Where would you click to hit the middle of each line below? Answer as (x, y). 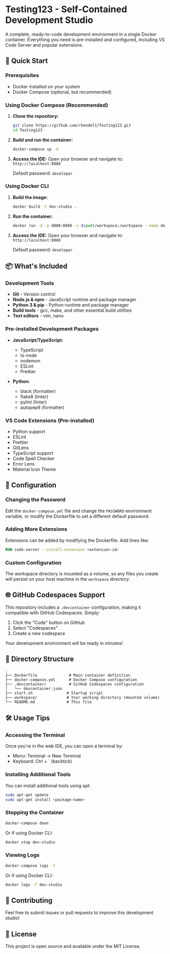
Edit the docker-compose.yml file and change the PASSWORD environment (79, 511)
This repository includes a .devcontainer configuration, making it (73, 607)
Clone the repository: (36, 116)
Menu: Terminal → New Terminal (47, 756)
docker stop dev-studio (30, 842)
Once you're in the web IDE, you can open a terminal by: (64, 746)
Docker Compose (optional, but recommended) (62, 92)
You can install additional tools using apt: (48, 785)
